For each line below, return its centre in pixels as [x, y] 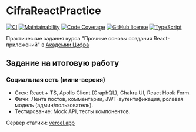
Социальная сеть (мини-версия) [56, 80]
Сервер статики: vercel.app [41, 123]
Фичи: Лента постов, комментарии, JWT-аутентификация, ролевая [99, 99]
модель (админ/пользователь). [54, 105]
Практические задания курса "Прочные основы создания [79, 38]
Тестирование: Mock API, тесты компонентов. [72, 111]
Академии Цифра [67, 45]
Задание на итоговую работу [63, 63]
